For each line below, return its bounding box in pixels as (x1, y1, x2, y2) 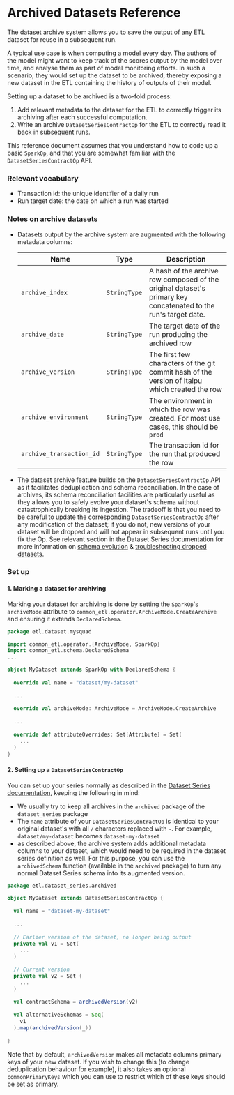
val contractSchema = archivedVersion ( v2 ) (13, 999, 139, 1006)
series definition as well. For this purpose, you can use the (17, 854, 185, 862)
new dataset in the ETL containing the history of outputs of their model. (7, 78, 212, 86)
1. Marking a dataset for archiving (7, 584, 107, 593)
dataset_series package (17, 809, 88, 817)
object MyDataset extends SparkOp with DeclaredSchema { (7, 666, 176, 674)
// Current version (13, 966, 70, 974)
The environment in (148, 395, 212, 405)
